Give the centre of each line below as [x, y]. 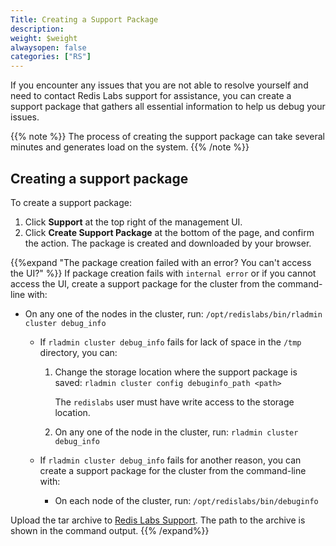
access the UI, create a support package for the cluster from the [143, 283]
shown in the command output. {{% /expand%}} [110, 530]
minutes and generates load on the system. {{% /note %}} [130, 147]
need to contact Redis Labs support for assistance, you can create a [151, 96]
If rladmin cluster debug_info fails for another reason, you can [170, 460]
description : [37, 29]
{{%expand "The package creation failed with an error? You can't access [161, 262]
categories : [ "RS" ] [51, 57]
